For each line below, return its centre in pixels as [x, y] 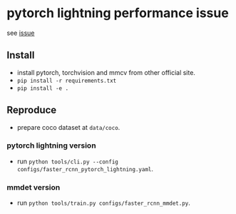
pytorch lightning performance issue [118, 13]
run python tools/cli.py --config [68, 161]
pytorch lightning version [52, 146]
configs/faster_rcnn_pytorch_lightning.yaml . [85, 168]
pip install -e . [43, 88]
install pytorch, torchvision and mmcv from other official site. [106, 72]
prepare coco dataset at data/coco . [68, 127]
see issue [21, 33]
